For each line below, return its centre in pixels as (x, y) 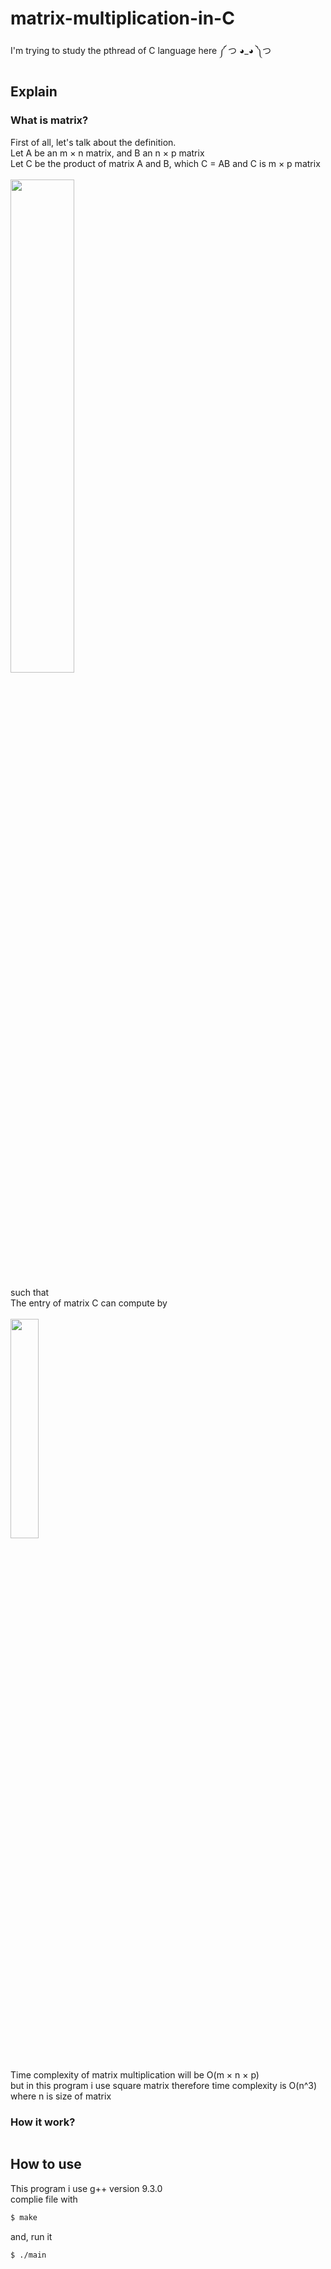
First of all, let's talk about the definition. (93, 142)
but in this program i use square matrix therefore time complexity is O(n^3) (164, 2085)
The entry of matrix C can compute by (89, 1303)
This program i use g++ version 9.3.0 (86, 2188)
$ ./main (28, 2255)
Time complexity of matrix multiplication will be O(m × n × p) (135, 2074)
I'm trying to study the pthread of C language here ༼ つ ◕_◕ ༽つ (141, 50)
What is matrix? (49, 120)
